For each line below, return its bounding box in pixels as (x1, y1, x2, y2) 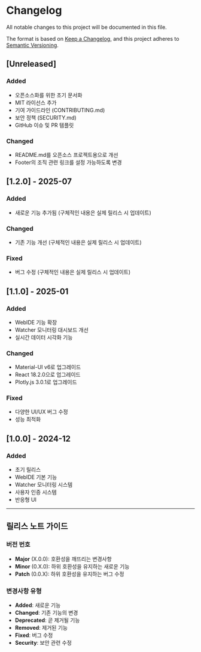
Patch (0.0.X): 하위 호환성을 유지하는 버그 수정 (14, 570, 124, 577)
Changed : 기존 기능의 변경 (14, 609, 78, 617)
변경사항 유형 (6, 586, 42, 595)
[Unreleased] (6, 59, 57, 69)
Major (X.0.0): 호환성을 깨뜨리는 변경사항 (14, 555, 112, 562)
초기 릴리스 (14, 466, 41, 474)
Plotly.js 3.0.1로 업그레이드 (14, 379, 77, 386)
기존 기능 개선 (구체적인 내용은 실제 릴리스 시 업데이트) (14, 239, 142, 246)
